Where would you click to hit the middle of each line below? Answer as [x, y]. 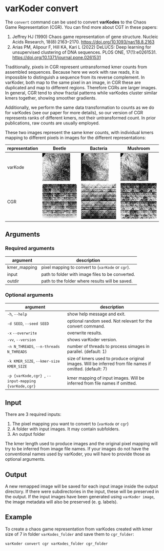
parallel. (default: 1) [87, 351]
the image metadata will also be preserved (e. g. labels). [61, 502]
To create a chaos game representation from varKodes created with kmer [79, 529]
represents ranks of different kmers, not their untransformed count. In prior [81, 118]
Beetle [60, 148]
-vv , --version [21, 340]
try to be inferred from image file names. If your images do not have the [77, 449]
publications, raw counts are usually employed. [52, 123]
